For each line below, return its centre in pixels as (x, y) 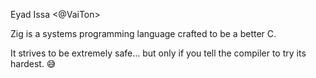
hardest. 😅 (33, 63)
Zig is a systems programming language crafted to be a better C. (143, 33)
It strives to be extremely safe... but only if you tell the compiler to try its (158, 53)
